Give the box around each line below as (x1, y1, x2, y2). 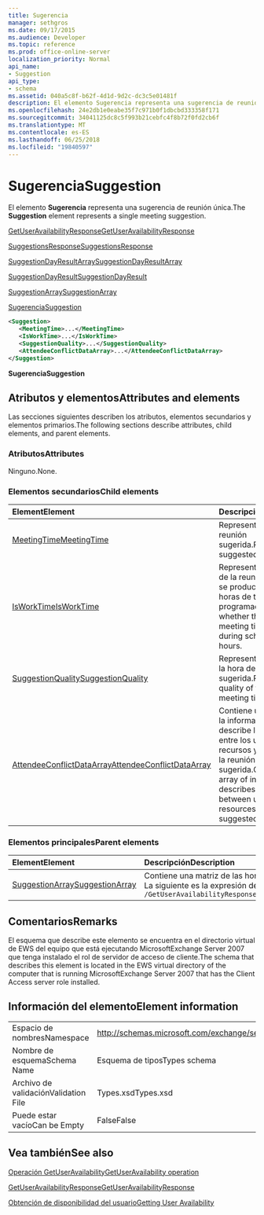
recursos (218, 744, 252, 755)
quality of (218, 682, 254, 693)
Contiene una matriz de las (144, 870, 244, 881)
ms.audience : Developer (8, 33, 86, 42)
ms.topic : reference (8, 41, 76, 49)
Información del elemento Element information (8, 1000, 239, 1014)
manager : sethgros (8, 19, 68, 27)
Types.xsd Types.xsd (97, 1087, 173, 1098)
